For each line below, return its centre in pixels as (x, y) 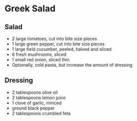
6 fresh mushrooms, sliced (39, 54)
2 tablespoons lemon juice (39, 97)
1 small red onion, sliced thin (41, 60)
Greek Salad (30, 9)
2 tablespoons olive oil (35, 92)
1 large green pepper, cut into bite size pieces (58, 44)
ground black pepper (33, 108)
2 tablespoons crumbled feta (41, 113)
